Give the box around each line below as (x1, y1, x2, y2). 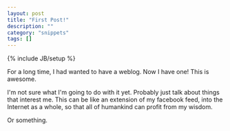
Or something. (7, 116, 48, 124)
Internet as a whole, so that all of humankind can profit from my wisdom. (7, 103, 213, 111)
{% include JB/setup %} (7, 54, 76, 62)
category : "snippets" (7, 29, 70, 36)
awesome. (7, 75, 36, 83)
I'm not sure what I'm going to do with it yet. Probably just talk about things (7, 88, 220, 97)
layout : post (7, 10, 45, 17)
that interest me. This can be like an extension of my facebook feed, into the (7, 95, 223, 104)
